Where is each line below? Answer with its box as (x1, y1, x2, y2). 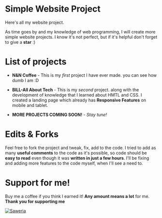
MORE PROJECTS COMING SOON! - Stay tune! (12, 112, 107, 117)
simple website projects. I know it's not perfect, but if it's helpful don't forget (5, 34, 158, 40)
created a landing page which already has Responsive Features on (12, 97, 147, 103)
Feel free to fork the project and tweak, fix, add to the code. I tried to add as (5, 145, 156, 151)
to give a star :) (5, 39, 36, 45)
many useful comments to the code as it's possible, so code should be (5, 150, 147, 156)
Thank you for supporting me (5, 198, 65, 204)
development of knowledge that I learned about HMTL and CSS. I (12, 92, 142, 98)
